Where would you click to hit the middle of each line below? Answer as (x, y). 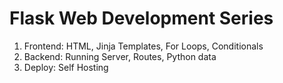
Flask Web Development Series (141, 18)
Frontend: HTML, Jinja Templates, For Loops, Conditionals (143, 46)
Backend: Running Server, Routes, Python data (120, 56)
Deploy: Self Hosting (66, 67)
